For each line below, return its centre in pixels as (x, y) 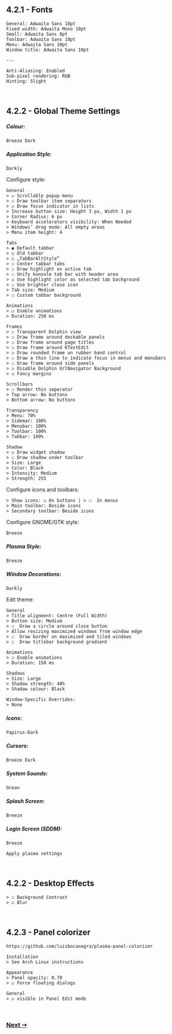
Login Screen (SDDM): (34, 829)
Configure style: (26, 180)
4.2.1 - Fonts (29, 10)
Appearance (20, 972)
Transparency (22, 410)
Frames (14, 327)
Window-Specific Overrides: (41, 700)
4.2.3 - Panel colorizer (49, 933)
